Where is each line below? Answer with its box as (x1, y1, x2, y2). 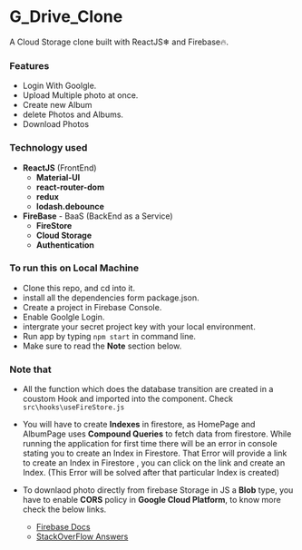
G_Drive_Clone (9, 6, 123, 27)
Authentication (35, 239, 95, 250)
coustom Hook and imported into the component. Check (22, 393, 234, 405)
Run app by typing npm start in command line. (22, 330, 197, 341)
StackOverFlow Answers (35, 531, 129, 542)
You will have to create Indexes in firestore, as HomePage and (22, 419, 256, 430)
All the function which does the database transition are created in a (22, 384, 274, 395)
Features (9, 59, 50, 72)
